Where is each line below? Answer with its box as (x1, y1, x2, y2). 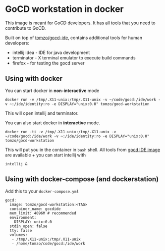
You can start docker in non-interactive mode (5, 88, 100, 94)
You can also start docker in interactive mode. (5, 120, 100, 126)
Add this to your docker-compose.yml (5, 188, 79, 194)
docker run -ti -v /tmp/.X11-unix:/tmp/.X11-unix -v (5, 129, 116, 134)
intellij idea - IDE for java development (12, 50, 90, 55)
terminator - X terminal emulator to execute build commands (12, 54, 136, 60)
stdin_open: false (9, 224, 48, 229)
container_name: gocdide (9, 206, 61, 211)
